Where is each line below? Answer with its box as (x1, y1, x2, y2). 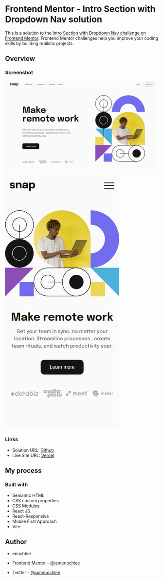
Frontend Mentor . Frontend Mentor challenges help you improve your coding (5, 35, 159, 41)
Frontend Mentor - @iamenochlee (12, 560, 80, 566)
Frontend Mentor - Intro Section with (5, 3, 156, 15)
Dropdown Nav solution (5, 14, 102, 25)
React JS (12, 508, 31, 514)
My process (5, 467, 42, 475)
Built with (5, 481, 28, 488)
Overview (5, 55, 36, 63)
